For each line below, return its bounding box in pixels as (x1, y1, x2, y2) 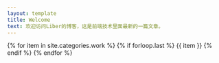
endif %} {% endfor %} (7, 49, 73, 57)
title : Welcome (7, 16, 51, 23)
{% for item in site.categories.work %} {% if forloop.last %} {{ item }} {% (7, 42, 213, 50)
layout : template (7, 10, 57, 17)
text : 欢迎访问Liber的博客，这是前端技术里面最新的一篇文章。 (7, 23, 164, 29)
